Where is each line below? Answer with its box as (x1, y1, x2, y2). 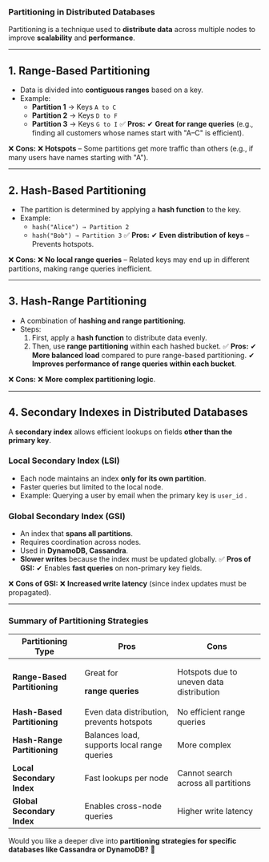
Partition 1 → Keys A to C (31, 103, 117, 112)
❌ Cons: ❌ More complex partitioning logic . (8, 374, 156, 384)
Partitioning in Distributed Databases (8, 6, 156, 18)
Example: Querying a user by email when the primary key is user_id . (19, 490, 247, 500)
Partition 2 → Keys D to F (31, 111, 118, 120)
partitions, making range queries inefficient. (8, 264, 152, 273)
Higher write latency (177, 806, 254, 817)
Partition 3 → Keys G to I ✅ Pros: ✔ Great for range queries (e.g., (31, 119, 254, 129)
